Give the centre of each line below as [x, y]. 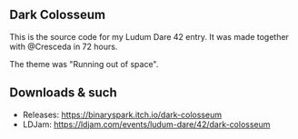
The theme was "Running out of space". [84, 64]
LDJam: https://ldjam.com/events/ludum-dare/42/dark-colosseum [146, 124]
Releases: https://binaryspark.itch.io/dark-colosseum [122, 114]
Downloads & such [63, 93]
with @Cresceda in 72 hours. [64, 46]
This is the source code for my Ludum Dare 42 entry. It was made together [149, 36]
